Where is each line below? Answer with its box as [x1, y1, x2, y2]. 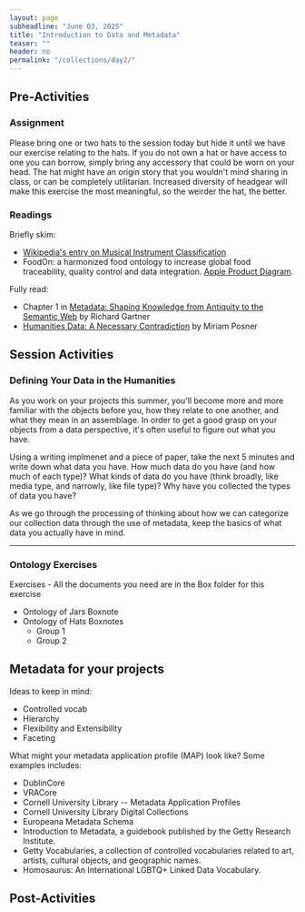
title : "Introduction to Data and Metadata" [9, 30, 181, 39]
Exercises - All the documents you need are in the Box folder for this [9, 579, 265, 590]
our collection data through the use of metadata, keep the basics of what [9, 517, 282, 528]
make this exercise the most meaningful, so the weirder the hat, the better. [9, 186, 288, 197]
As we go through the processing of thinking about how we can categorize [9, 507, 289, 519]
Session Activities [9, 347, 114, 362]
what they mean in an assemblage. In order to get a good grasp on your [9, 414, 278, 425]
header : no [9, 47, 51, 56]
